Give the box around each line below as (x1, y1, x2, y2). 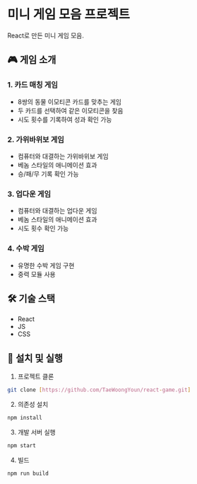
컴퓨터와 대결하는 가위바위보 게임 (17, 151, 109, 160)
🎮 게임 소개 (7, 54, 56, 66)
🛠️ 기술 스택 (7, 292, 55, 304)
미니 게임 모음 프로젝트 (7, 6, 131, 23)
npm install (7, 415, 42, 422)
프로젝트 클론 (17, 372, 54, 381)
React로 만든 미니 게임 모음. (7, 31, 85, 40)
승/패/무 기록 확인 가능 (17, 169, 79, 178)
